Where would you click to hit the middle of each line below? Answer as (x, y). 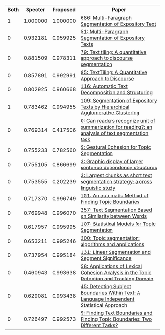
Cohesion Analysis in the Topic (116, 272)
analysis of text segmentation (115, 133)
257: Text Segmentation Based (116, 210)
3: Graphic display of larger (112, 161)
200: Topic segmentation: (110, 238)
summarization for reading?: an (117, 127)
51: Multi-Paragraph (105, 32)
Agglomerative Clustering (110, 113)
